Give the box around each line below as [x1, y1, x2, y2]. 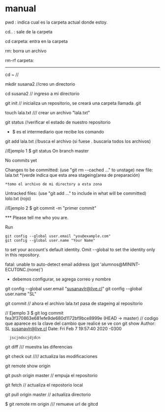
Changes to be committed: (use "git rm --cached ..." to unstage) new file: [5, 167, 153, 173]
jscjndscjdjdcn [9, 335, 41, 340]
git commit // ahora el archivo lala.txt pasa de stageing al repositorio [5, 300, 143, 306]
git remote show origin [5, 363, 51, 369]
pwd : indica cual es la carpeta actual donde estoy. [5, 19, 108, 25]
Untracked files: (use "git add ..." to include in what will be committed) [5, 190, 146, 196]
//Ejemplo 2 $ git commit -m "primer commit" [5, 205, 97, 211]
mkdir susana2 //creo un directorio [5, 81, 75, 87]
